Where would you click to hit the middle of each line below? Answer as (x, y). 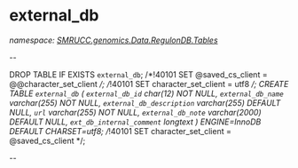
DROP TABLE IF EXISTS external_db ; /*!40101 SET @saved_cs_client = (138, 74)
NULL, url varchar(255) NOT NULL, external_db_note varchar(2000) (135, 112)
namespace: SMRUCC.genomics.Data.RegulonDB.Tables (114, 40)
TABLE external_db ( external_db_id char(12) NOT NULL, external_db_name (146, 93)
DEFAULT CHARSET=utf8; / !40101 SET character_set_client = (121, 131)
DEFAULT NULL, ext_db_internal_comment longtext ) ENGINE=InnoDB (135, 122)
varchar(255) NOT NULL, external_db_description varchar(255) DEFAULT (145, 102)
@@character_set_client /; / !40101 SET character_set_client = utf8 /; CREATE (149, 84)
